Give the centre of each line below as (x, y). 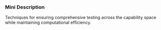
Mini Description (25, 7)
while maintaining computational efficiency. (48, 22)
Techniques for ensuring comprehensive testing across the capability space (80, 18)
